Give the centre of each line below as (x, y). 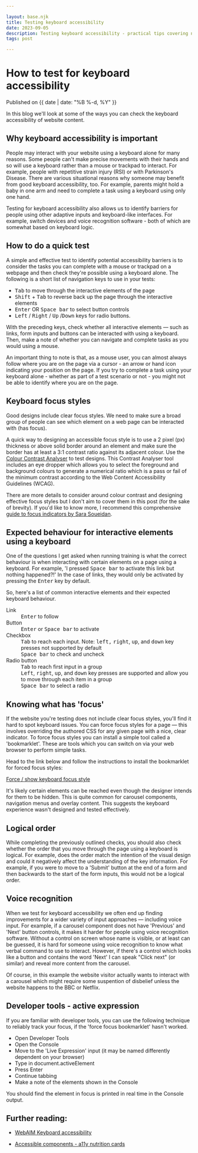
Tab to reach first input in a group (62, 667)
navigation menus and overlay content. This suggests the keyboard (88, 803)
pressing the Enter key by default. (49, 581)
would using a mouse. (33, 346)
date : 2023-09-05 (27, 28)
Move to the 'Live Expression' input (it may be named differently (92, 1051)
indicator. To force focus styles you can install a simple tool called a (88, 737)
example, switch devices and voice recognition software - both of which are (98, 221)
